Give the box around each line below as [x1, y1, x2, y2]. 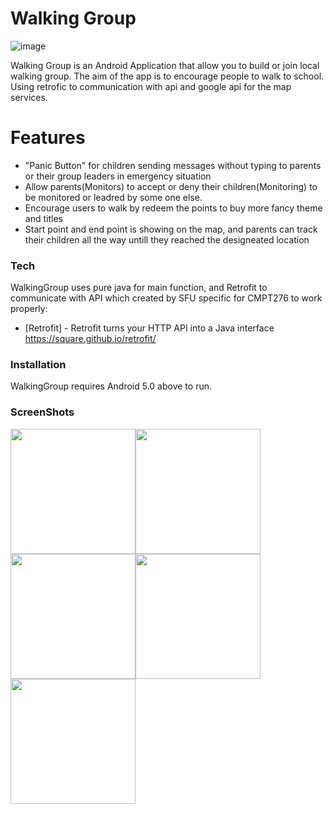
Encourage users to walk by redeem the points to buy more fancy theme [24, 202, 323, 214]
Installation [10, 358, 67, 372]
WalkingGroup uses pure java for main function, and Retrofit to [10, 282, 268, 294]
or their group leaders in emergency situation [24, 170, 212, 182]
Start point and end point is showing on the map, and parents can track [24, 223, 318, 235]
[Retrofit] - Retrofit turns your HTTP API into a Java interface [24, 322, 275, 334]
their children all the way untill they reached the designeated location [24, 233, 310, 246]
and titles [24, 212, 63, 224]
